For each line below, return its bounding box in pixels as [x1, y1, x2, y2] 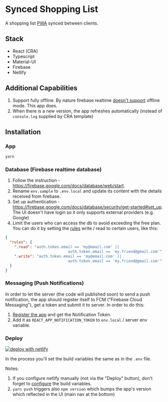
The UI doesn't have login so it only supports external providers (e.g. [12, 209, 154, 215]
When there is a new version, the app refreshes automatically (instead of [12, 108, 162, 114]
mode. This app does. [12, 102, 57, 108]
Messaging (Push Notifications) [5, 280, 84, 287]
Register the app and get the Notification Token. [12, 311, 111, 317]
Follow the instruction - [12, 177, 60, 184]
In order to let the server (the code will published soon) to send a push [5, 291, 150, 297]
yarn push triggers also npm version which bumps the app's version [12, 386, 151, 392]
